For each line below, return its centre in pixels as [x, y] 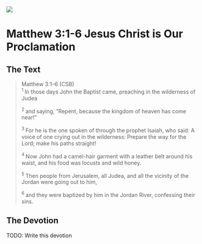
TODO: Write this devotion [39, 235]
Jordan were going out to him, [59, 182]
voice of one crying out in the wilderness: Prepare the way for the [104, 136]
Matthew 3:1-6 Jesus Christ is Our [95, 34]
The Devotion [33, 220]
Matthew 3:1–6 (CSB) [48, 84]
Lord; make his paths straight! [59, 143]
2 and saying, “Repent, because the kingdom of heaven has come [104, 111]
